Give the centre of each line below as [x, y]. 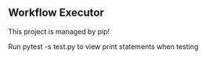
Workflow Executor [56, 13]
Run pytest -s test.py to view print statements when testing [103, 47]
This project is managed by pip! [59, 31]
